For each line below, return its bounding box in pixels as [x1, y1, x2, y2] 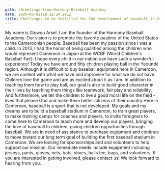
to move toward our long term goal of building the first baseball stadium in [5, 134, 155, 140]
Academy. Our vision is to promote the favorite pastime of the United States [5, 35, 158, 41]
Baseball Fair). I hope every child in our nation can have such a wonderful [5, 56, 154, 62]
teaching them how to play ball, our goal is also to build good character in [5, 82, 154, 88]
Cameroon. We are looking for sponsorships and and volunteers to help [5, 140, 150, 145]
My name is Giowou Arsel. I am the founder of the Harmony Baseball [5, 30, 144, 36]
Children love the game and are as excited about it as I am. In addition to [5, 77, 151, 83]
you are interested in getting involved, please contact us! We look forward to [5, 155, 160, 161]
